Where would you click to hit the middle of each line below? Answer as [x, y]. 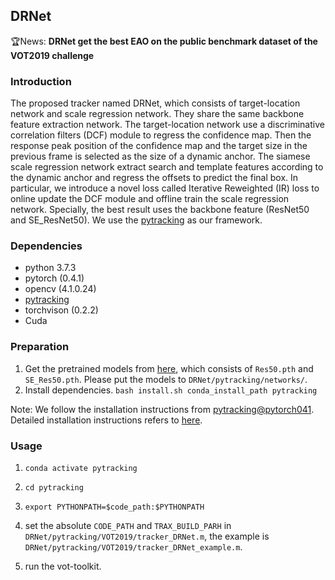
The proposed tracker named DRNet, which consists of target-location [155, 103]
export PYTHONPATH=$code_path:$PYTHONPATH [114, 507]
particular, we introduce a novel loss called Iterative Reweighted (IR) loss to [165, 188]
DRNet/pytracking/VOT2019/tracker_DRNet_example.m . [133, 547]
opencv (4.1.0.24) [60, 289]
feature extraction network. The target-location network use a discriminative [167, 125]
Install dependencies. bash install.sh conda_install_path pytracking [171, 390]
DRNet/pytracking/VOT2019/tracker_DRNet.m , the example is [147, 536]
